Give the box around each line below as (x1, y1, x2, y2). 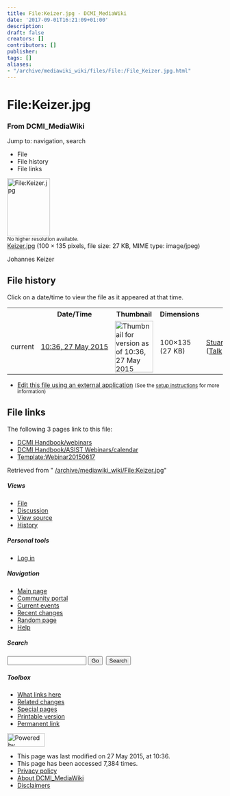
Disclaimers (16, 782, 51, 790)
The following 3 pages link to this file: (7, 425, 113, 433)
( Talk (206, 346, 222, 356)
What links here (16, 691, 62, 699)
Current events (16, 601, 60, 610)
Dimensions (159, 309, 200, 319)
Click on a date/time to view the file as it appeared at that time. (7, 293, 183, 301)
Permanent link (16, 720, 60, 728)
